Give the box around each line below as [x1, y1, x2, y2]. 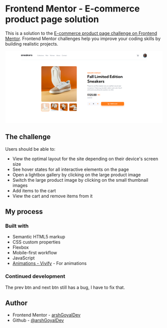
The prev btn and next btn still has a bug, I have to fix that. [5, 284, 125, 290]
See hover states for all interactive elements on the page [12, 166, 129, 172]
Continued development [5, 273, 65, 280]
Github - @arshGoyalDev [12, 317, 64, 323]
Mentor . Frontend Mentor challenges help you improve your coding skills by [5, 36, 161, 42]
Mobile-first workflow [12, 250, 57, 256]
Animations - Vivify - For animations [12, 260, 87, 266]
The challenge [5, 133, 51, 141]
